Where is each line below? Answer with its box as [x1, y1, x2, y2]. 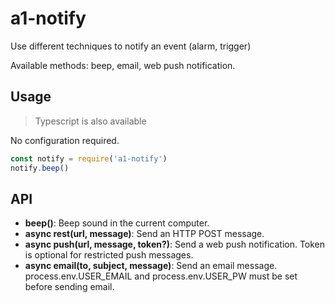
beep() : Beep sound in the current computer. [24, 217, 210, 229]
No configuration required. [10, 134, 120, 146]
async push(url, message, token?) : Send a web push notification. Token [24, 238, 326, 251]
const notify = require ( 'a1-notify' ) [10, 153, 168, 164]
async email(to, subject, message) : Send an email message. [24, 260, 278, 272]
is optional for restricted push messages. [24, 249, 194, 261]
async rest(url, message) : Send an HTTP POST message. [24, 228, 265, 240]
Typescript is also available [34, 115, 147, 127]
